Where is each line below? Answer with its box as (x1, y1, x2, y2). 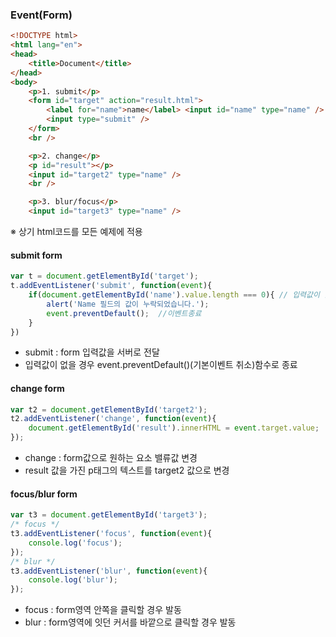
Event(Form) (10, 8, 73, 22)
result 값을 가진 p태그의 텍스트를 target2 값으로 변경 (24, 464, 230, 477)
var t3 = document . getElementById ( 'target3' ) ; (10, 510, 208, 520)
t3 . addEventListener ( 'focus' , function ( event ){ (10, 529, 213, 539)
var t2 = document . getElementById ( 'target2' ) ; (10, 404, 208, 415)
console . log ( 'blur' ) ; (28, 575, 118, 585)
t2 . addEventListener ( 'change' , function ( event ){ (10, 414, 217, 424)
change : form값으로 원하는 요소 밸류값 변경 (24, 452, 198, 464)
